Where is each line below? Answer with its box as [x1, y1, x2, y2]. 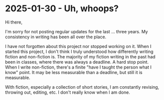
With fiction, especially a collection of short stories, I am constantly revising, [5, 84, 160, 90]
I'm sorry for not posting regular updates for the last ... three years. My [5, 28, 148, 34]
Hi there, [5, 19, 23, 25]
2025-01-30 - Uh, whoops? [5, 3, 119, 14]
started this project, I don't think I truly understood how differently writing [5, 49, 154, 54]
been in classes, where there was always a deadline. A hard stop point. [5, 59, 149, 65]
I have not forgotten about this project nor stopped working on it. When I [5, 43, 151, 49]
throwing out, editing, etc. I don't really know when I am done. [5, 89, 130, 95]
